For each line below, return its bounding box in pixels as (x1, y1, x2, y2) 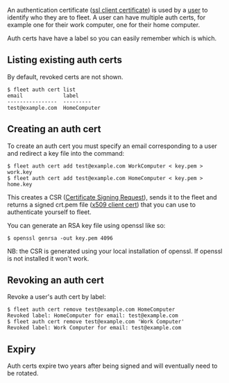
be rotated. (7, 369, 39, 377)
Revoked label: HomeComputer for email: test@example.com (7, 312, 178, 319)
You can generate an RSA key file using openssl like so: (7, 221, 166, 229)
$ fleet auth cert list (7, 86, 76, 93)
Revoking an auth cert (7, 275, 104, 286)
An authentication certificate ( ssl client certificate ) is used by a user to (7, 6, 208, 14)
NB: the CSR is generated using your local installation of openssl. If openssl (7, 247, 223, 255)
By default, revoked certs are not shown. (7, 72, 124, 81)
